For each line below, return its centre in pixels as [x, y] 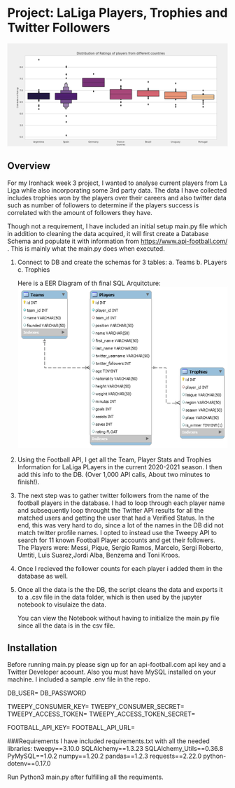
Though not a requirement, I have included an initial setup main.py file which [117, 226]
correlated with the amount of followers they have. [80, 212]
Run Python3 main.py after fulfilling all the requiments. [85, 777]
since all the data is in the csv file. [66, 625]
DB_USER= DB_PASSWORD [47, 693]
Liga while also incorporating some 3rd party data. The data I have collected [117, 190]
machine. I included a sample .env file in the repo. [79, 679]
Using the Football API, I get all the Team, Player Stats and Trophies [114, 459]
